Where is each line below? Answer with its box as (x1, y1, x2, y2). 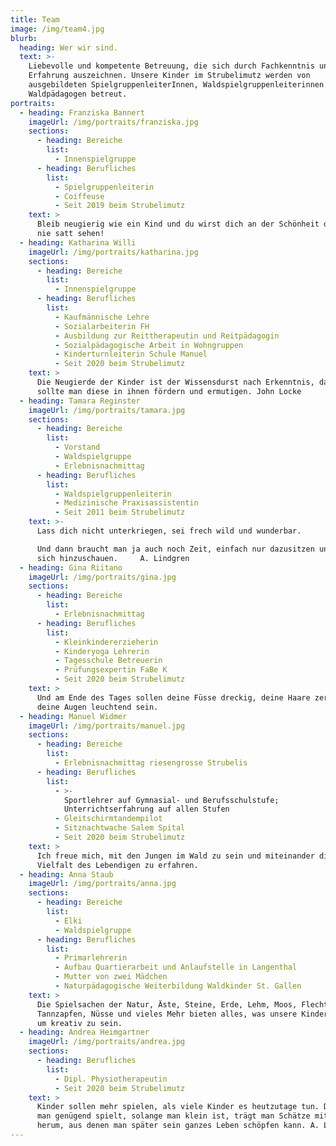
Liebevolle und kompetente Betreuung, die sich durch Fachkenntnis (28, 61, 315, 71)
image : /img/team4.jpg (10, 24, 105, 34)
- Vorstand (54, 442, 101, 453)
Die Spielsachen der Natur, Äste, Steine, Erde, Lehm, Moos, (36, 999, 298, 1010)
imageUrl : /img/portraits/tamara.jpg (28, 405, 186, 415)
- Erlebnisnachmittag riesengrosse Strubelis (54, 758, 248, 768)
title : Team (10, 14, 60, 25)
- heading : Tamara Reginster (19, 396, 141, 406)
